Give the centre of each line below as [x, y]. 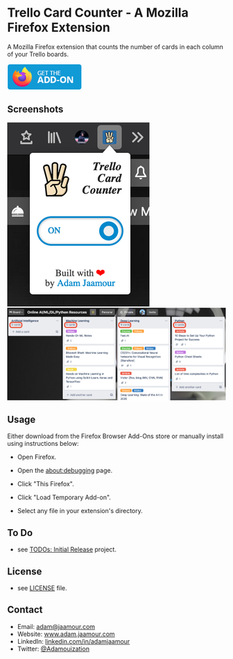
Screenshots [35, 109]
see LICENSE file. [42, 588]
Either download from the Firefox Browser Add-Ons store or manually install [115, 436]
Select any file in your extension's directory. [80, 511]
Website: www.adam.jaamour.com [66, 634]
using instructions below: [43, 444]
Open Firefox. [37, 457]
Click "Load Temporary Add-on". [64, 497]
